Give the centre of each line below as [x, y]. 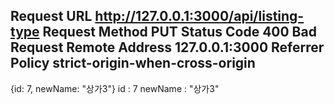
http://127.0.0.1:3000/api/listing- [199, 16]
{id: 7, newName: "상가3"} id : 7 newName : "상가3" [115, 88]
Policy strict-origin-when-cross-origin [133, 63]
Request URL [51, 16]
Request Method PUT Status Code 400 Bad [179, 32]
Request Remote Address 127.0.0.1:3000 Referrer [167, 47]
